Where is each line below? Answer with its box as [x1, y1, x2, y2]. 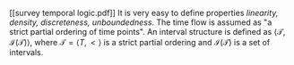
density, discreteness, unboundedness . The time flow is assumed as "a [9, 17, 272, 28]
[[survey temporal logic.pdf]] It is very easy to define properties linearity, [9, 8, 279, 18]
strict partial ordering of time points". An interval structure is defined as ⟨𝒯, [9, 27, 286, 37]
